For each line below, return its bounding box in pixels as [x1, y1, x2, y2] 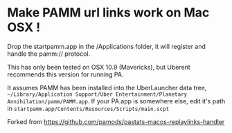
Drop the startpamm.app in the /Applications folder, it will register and [7, 42, 206, 50]
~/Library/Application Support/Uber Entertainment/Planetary [7, 91, 188, 98]
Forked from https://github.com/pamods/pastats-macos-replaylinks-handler [7, 117, 225, 125]
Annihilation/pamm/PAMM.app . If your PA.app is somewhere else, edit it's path [7, 96, 226, 105]
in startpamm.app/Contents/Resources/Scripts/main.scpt [7, 104, 170, 112]
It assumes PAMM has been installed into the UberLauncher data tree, [7, 83, 207, 92]
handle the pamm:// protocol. [7, 50, 91, 58]
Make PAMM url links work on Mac [7, 5, 210, 21]
